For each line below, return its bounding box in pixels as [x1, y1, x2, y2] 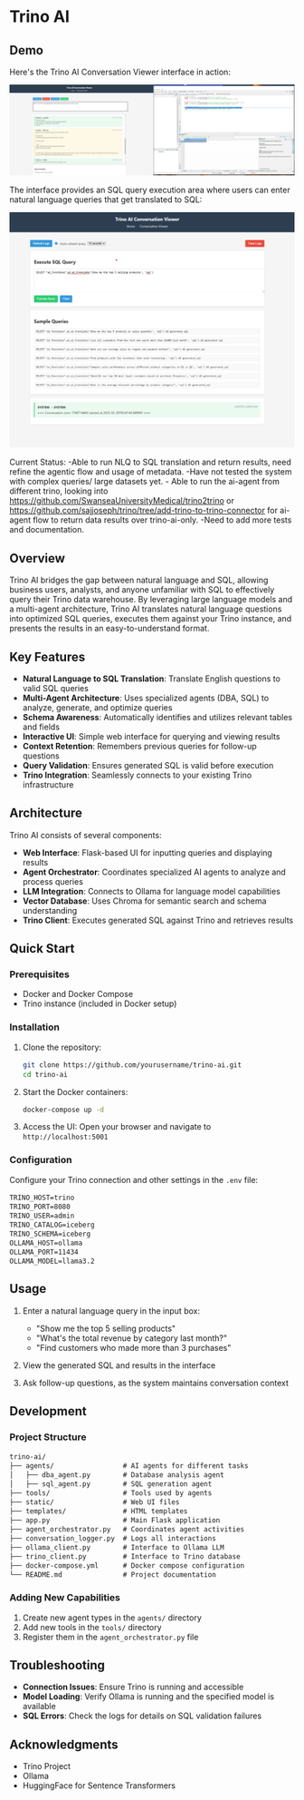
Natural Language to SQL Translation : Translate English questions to [22, 673, 280, 684]
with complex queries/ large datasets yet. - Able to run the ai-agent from [9, 476, 280, 487]
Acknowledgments [9, 1736, 119, 1752]
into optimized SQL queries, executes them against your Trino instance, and [9, 613, 292, 624]
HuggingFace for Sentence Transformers [22, 1780, 176, 1791]
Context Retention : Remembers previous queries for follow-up [22, 740, 258, 751]
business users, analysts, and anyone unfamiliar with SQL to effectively [9, 584, 275, 595]
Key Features [9, 649, 86, 664]
